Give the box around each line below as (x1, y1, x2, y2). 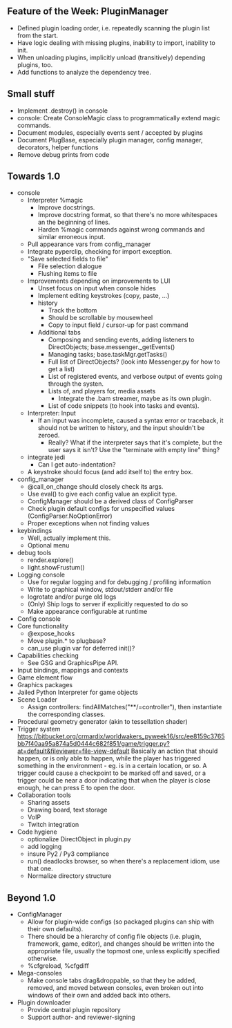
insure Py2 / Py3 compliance (27, 850, 110, 858)
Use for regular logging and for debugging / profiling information (27, 578, 211, 586)
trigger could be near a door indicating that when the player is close (17, 776, 211, 785)
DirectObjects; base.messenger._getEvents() (48, 343, 175, 351)
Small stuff (7, 88, 55, 100)
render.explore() (27, 556, 74, 564)
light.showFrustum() (27, 563, 85, 572)
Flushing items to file (37, 270, 97, 278)
